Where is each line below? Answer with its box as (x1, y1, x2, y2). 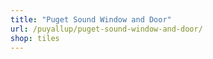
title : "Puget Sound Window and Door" (10, 14, 172, 25)
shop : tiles (10, 33, 60, 43)
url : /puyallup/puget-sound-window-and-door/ (10, 24, 203, 34)
